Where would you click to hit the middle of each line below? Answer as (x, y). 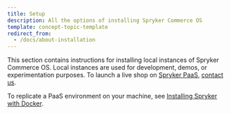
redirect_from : (29, 33)
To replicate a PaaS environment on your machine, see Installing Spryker (112, 96)
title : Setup (26, 14)
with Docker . (26, 103)
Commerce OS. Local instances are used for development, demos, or (107, 68)
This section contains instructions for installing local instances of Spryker (113, 60)
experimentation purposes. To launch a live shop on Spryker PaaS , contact (115, 75)
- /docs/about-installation (55, 40)
